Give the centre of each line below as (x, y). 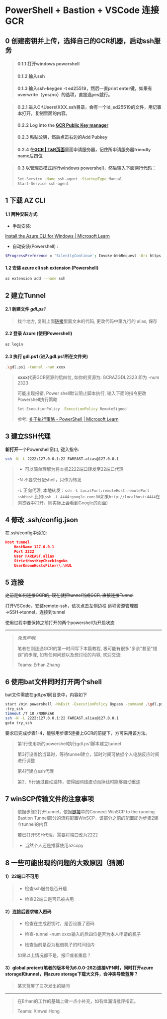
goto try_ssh (19, 723)
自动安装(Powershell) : (35, 246)
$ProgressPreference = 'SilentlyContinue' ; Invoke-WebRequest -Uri (77, 256)
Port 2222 (24, 552)
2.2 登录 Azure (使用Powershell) (39, 334)
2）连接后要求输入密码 (28, 911)
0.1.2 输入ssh (31, 76)
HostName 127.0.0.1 (34, 547)
